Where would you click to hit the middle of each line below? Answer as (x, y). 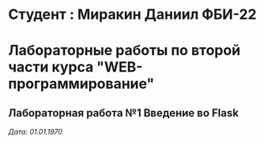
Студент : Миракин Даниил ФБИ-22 (132, 15)
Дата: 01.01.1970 (36, 132)
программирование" (81, 84)
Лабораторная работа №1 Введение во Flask (124, 113)
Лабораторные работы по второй (124, 51)
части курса (51, 67)
